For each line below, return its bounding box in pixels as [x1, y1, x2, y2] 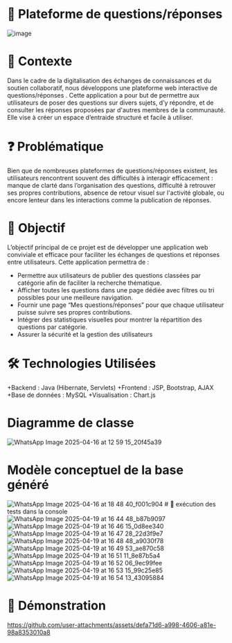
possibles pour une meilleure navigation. [17, 293, 133, 301]
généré [7, 477, 49, 493]
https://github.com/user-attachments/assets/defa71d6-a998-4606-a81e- [7, 620, 217, 629]
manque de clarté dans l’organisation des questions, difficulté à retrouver [7, 181, 216, 189]
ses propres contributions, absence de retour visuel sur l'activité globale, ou [7, 188, 225, 197]
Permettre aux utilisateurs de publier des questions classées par [17, 271, 201, 279]
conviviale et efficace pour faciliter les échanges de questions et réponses [7, 250, 220, 258]
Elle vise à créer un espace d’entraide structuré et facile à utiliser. [7, 113, 194, 121]
